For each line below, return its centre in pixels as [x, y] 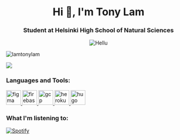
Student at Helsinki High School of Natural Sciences [99, 30]
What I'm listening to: [37, 118]
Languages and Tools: [38, 80]
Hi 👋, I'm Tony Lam [99, 12]
